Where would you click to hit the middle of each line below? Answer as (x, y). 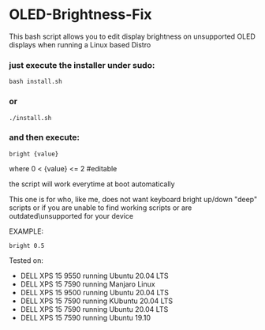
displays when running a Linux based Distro (80, 44)
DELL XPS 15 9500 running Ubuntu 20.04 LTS (94, 292)
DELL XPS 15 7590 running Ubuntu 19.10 (85, 317)
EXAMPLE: (26, 231)
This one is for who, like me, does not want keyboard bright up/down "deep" (133, 199)
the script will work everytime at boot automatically (92, 184)
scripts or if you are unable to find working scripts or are (101, 208)
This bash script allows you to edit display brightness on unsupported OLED (132, 36)
